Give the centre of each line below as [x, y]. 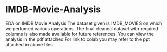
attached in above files [29, 44]
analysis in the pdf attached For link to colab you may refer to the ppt [78, 39]
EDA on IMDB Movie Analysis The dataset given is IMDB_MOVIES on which [84, 23]
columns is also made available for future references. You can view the [80, 34]
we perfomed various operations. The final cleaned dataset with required [82, 28]
